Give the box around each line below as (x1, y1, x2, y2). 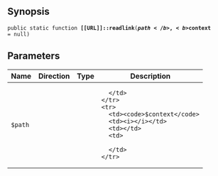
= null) (7, 31, 31, 38)
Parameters (7, 50, 60, 62)
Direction (38, 71, 70, 81)
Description (130, 71, 171, 81)
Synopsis (7, 6, 50, 18)
